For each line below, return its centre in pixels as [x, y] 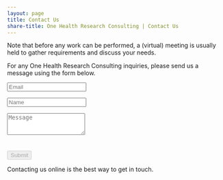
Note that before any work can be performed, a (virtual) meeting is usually [112, 46]
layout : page [26, 13]
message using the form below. [51, 73]
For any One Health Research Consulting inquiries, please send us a [103, 66]
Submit [19, 155]
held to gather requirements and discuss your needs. [81, 52]
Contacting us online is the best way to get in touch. [80, 169]
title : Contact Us [33, 20]
